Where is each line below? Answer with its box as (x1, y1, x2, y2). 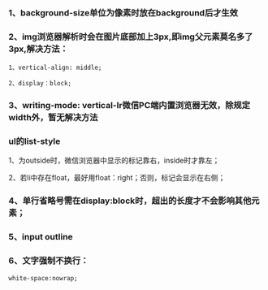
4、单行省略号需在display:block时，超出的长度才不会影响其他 (8, 195, 252, 206)
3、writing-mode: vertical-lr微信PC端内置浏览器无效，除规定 (8, 100, 250, 111)
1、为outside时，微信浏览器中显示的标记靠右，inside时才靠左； (8, 156, 220, 166)
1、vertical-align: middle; (8, 63, 102, 72)
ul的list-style (8, 136, 61, 147)
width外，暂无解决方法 (8, 112, 98, 123)
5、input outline (8, 232, 73, 243)
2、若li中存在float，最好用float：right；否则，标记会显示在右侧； (8, 173, 226, 183)
